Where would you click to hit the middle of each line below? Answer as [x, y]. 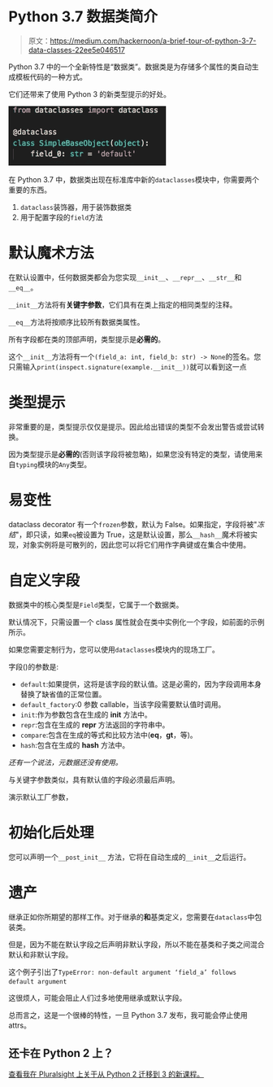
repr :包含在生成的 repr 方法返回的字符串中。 [95, 724]
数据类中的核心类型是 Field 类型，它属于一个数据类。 [96, 605]
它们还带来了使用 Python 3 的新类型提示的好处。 [89, 94]
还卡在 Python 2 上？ [61, 1053]
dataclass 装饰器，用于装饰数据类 [76, 207]
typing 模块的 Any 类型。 [54, 464]
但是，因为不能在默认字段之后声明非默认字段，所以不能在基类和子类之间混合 [136, 944]
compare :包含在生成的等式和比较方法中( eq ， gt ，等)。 [108, 735]
